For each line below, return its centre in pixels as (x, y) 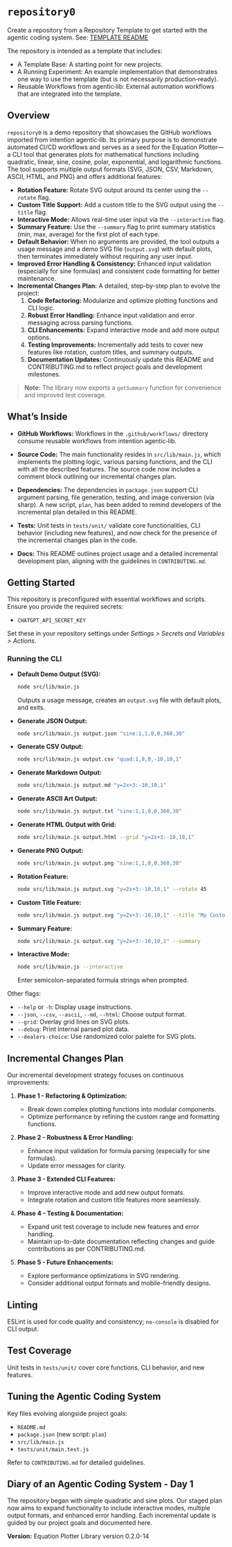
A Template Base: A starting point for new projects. (90, 64)
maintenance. (37, 278)
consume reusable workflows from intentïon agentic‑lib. (97, 441)
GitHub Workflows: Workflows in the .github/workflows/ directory (113, 433)
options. (39, 337)
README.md (32, 1427)
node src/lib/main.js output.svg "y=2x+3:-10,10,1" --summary (109, 941)
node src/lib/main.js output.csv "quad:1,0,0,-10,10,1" (99, 759)
